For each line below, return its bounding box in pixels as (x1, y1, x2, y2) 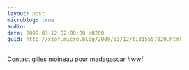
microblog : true (7, 17, 54, 24)
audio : (7, 23, 27, 30)
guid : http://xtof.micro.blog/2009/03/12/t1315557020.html (7, 36, 183, 43)
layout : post (7, 10, 45, 17)
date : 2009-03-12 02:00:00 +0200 (7, 29, 105, 37)
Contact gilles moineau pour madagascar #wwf (7, 55, 144, 63)
